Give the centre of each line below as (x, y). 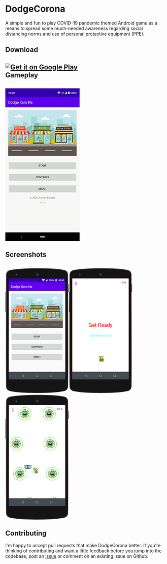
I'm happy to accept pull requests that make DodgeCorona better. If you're (83, 546)
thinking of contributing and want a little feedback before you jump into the (83, 551)
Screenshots (26, 255)
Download (22, 50)
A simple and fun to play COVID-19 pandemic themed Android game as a (81, 23)
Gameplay (22, 75)
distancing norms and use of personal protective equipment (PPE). (75, 34)
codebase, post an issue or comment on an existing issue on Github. (77, 556)
